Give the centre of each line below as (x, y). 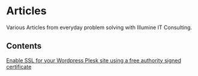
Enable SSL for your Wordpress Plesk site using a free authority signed (94, 60)
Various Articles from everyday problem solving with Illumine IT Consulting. (99, 27)
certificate (19, 66)
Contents (24, 46)
